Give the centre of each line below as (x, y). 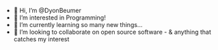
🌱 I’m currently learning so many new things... (78, 25)
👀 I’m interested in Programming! (59, 18)
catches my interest (41, 39)
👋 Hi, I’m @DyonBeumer (47, 10)
